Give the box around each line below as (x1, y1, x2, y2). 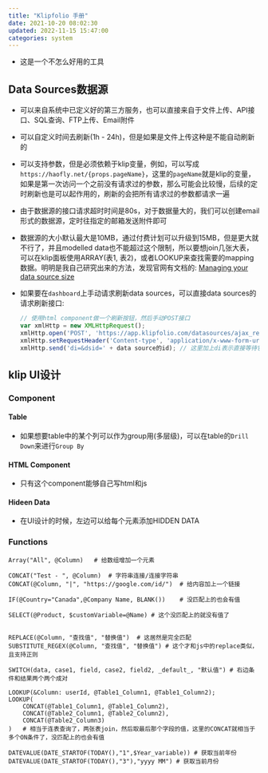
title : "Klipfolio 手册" (8, 11, 89, 20)
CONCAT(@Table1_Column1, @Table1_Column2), (22, 702, 170, 711)
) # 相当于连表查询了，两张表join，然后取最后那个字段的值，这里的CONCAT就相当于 (8, 724, 256, 733)
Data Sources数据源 (8, 82, 108, 96)
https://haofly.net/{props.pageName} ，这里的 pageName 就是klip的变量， (19, 169, 255, 179)
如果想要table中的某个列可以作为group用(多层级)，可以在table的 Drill (19, 430, 249, 440)
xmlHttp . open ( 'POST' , (19, 329, 93, 337)
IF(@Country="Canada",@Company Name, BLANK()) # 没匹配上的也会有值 (8, 596, 241, 604)
